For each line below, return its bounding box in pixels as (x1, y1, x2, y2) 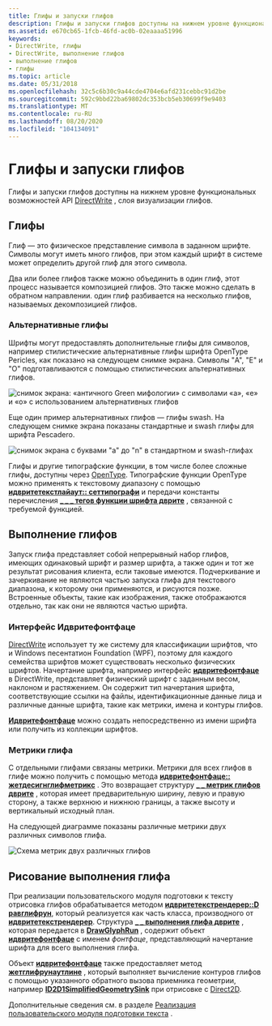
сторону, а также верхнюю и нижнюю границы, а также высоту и (8, 797, 236, 807)
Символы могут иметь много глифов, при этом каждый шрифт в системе (8, 249, 263, 259)
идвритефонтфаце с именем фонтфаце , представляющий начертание (8, 934, 253, 944)
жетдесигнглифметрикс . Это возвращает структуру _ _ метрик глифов (8, 780, 261, 790)
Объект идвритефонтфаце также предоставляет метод (8, 959, 202, 968)
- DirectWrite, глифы (8, 42, 82, 50)
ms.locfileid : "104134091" (8, 125, 100, 133)
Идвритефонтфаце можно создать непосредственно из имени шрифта (8, 715, 257, 725)
